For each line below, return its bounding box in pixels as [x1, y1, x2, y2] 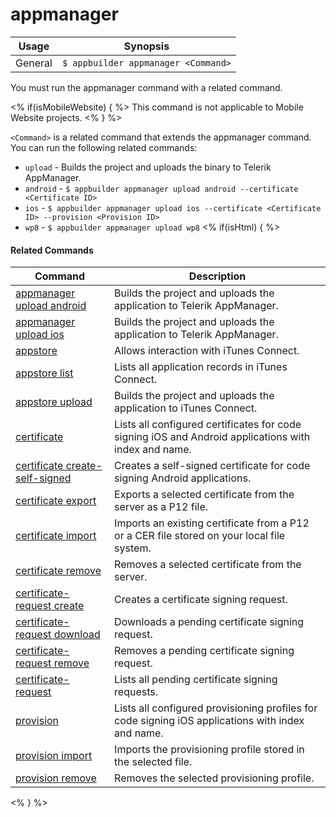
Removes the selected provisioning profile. [114, 771, 315, 785]
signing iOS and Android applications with [114, 430, 311, 444]
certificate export [15, 494, 97, 508]
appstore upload [15, 395, 93, 409]
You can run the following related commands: [10, 141, 198, 153]
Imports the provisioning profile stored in [114, 743, 305, 757]
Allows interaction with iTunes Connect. [114, 344, 300, 358]
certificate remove [15, 564, 102, 578]
